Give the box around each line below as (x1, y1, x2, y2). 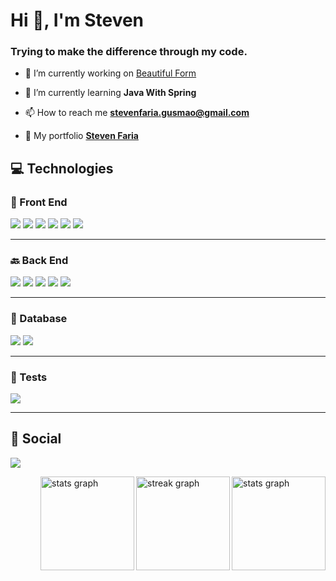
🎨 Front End (10, 195, 68, 209)
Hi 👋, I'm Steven (10, 9, 145, 32)
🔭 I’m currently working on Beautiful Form (24, 67, 197, 79)
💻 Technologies (10, 160, 114, 177)
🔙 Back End (10, 254, 69, 268)
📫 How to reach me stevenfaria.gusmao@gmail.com (24, 107, 250, 119)
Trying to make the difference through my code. (10, 45, 248, 59)
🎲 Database (10, 312, 68, 326)
